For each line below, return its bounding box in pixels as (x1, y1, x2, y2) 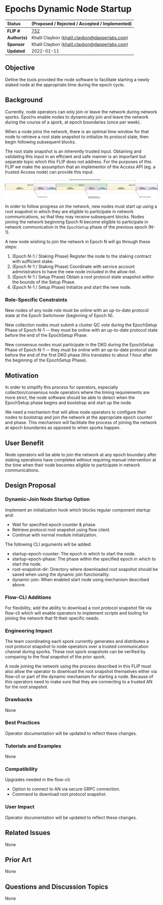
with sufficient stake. (12, 259, 54, 265)
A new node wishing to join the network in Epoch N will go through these (5, 239, 150, 245)
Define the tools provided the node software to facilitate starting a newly (5, 76, 150, 82)
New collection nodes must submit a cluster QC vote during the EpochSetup (5, 322, 158, 328)
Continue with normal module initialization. (12, 532, 98, 538)
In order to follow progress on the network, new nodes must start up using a (5, 203, 157, 210)
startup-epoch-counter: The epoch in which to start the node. (12, 550, 136, 556)
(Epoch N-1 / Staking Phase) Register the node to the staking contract (12, 253, 151, 259)
